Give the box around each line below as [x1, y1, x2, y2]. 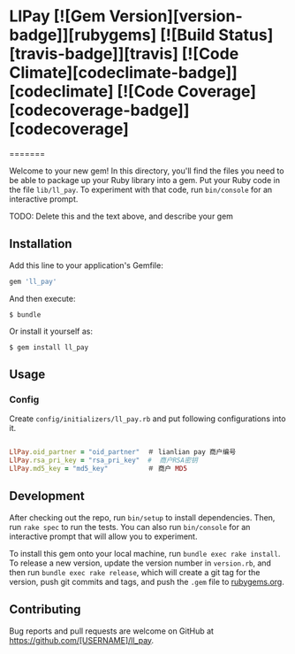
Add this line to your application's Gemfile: [9, 259, 163, 271]
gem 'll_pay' [9, 277, 57, 286]
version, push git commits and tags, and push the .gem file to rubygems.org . [9, 576, 285, 587]
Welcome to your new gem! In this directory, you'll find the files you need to [9, 165, 284, 176]
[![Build [160, 25, 216, 45]
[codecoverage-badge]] [9, 100, 190, 120]
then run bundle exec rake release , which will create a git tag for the [9, 566, 261, 577]
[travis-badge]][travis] [9, 44, 178, 64]
